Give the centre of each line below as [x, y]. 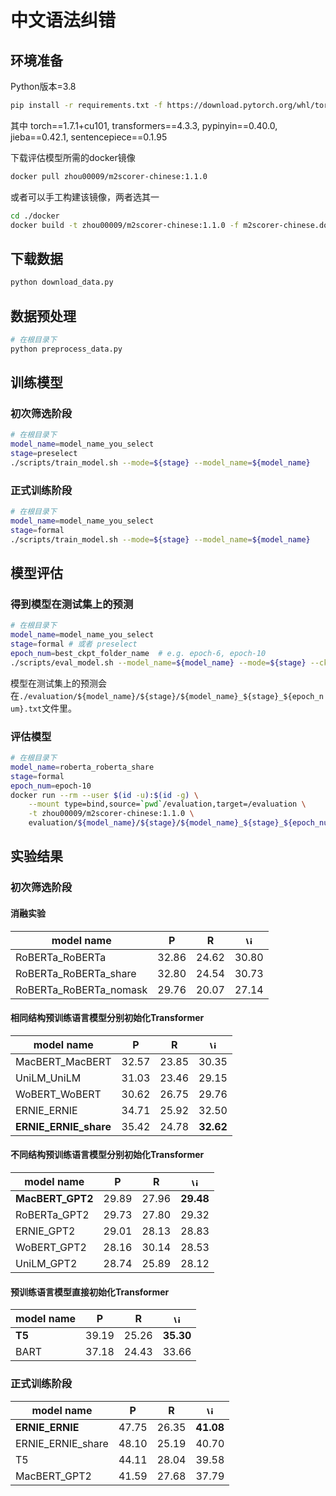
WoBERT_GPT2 [51, 1248]
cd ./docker [35, 216]
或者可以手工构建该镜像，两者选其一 [85, 197]
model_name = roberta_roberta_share [82, 767]
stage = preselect [44, 454]
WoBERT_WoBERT [58, 1094]
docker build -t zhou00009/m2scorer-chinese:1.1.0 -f [125, 225]
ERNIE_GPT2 [45, 1231]
